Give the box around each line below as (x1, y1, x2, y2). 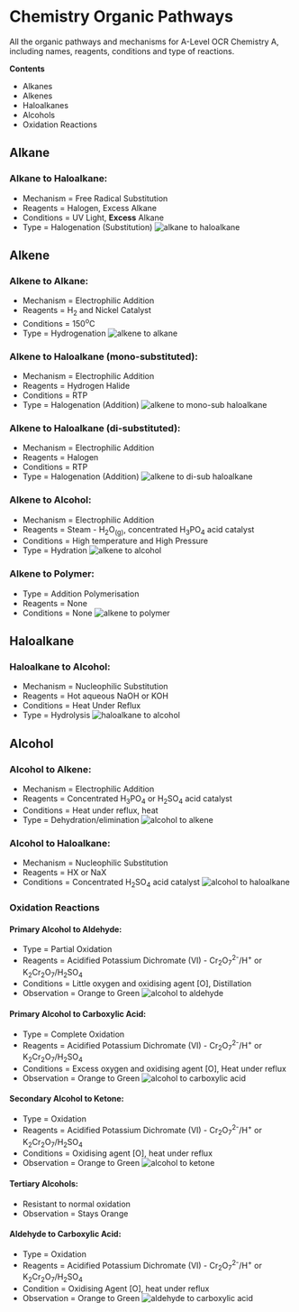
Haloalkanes (22, 99, 69, 110)
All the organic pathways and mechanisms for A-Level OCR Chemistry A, (9, 36, 279, 47)
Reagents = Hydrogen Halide (22, 381, 131, 392)
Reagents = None (22, 597, 88, 608)
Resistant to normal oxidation (22, 1198, 131, 1209)
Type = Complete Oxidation (22, 1029, 125, 1039)
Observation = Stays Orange (22, 1207, 129, 1219)
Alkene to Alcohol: (9, 494, 92, 506)
